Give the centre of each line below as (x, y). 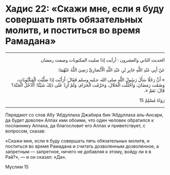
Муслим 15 (17, 167)
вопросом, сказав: (25, 131)
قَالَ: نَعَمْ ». (154, 90)
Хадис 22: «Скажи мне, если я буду (85, 9)
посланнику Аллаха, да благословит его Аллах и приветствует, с (75, 125)
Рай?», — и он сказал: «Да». (36, 157)
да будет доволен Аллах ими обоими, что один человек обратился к (80, 120)
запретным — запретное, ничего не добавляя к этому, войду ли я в (78, 151)
